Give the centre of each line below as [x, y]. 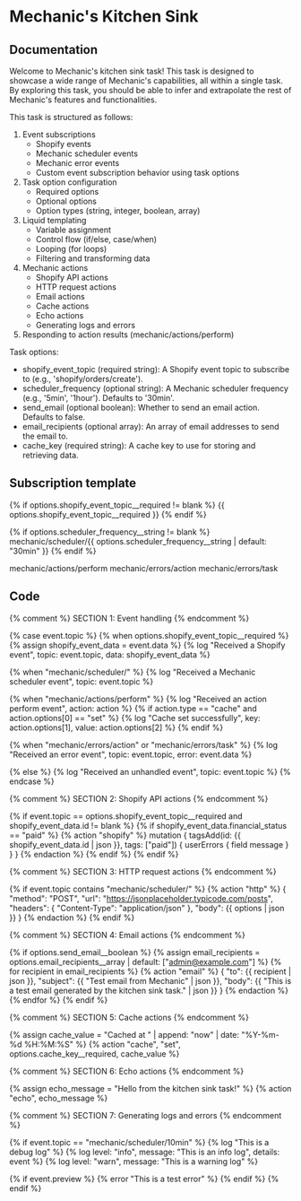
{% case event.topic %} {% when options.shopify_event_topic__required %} [149, 635]
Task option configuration [70, 182]
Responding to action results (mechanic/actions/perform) [128, 335]
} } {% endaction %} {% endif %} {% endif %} [94, 854]
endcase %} [32, 781]
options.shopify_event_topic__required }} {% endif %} [108, 514]
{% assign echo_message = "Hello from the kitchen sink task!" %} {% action [150, 1088]
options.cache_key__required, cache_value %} [95, 1053]
